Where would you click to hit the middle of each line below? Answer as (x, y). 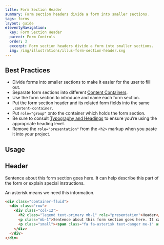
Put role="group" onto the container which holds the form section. (79, 113)
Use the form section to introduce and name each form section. (76, 98)
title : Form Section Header (34, 10)
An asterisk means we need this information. (50, 192)
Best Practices (28, 70)
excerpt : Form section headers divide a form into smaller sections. (82, 46)
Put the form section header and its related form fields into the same (81, 103)
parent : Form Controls (32, 37)
